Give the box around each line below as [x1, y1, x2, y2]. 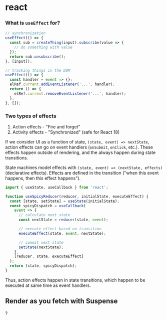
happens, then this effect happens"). [5, 175, 81, 181]
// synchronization [5, 31, 46, 36]
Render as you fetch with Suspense [5, 297, 118, 305]
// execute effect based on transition [18, 226, 101, 232]
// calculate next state [18, 213, 70, 218]
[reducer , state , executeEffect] [14, 254, 84, 259]
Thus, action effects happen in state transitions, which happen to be [5, 277, 145, 283]
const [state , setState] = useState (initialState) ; [9, 199, 120, 204]
